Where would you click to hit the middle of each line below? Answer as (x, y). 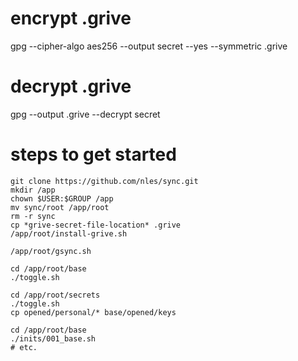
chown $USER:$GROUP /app (62, 198)
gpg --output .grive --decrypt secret (85, 114)
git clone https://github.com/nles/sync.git (104, 181)
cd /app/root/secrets (55, 295)
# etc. (24, 347)
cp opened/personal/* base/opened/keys (93, 312)
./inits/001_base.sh (53, 338)
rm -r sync (33, 216)
